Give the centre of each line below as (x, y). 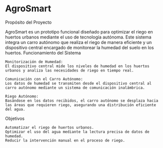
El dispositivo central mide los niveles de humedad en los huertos (77, 66)
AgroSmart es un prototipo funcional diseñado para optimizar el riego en (79, 32)
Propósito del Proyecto (28, 22)
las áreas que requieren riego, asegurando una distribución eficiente (81, 105)
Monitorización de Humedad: (34, 62)
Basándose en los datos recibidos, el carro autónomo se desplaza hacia (82, 101)
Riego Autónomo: (22, 96)
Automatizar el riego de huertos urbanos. (50, 127)
